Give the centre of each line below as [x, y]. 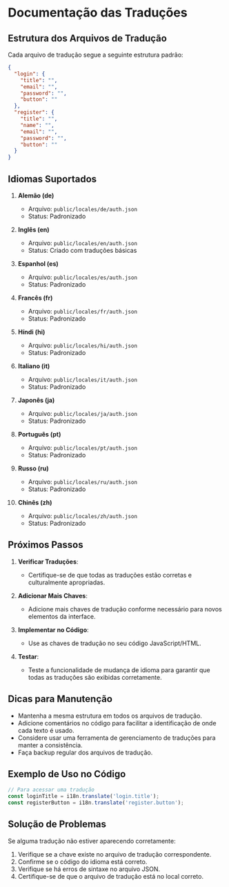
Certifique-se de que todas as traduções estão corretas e [110, 575]
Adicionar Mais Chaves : [53, 595]
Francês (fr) [35, 298]
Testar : [28, 656]
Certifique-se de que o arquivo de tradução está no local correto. [111, 876]
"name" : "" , [37, 125]
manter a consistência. [50, 745]
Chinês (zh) [35, 502]
